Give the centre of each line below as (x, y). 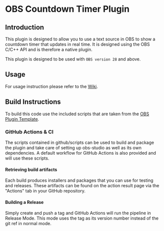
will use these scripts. (27, 158)
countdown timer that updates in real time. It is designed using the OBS (78, 44)
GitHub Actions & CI (29, 132)
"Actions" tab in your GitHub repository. (45, 191)
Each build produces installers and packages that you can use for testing (79, 180)
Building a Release (24, 202)
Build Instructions (33, 102)
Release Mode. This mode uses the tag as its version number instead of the (82, 218)
